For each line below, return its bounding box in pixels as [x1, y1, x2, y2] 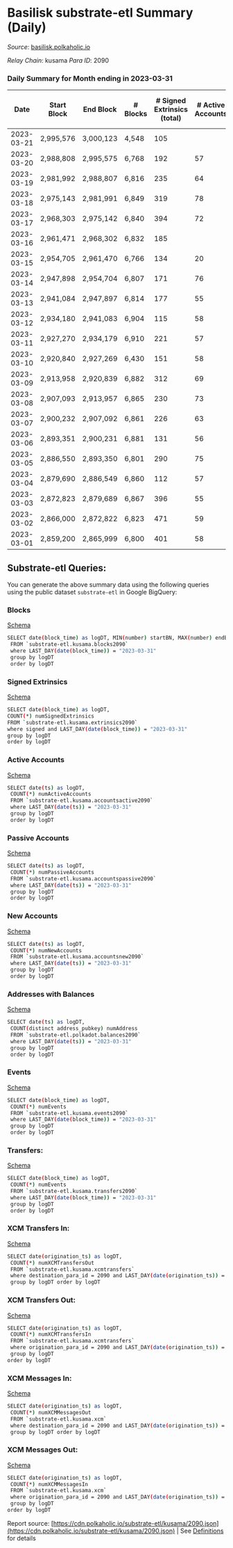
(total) [160, 113, 182, 123]
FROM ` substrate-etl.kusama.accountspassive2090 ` [10, 875, 157, 882]
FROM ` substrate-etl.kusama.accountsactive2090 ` [10, 797, 154, 805]
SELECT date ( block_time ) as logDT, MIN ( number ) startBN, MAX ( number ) [7, 635, 213, 642]
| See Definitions [176, 1526, 224, 1535]
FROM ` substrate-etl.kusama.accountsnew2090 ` [10, 954, 144, 961]
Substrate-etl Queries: [7, 562, 107, 574]
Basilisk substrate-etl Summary [7, 5, 193, 21]
